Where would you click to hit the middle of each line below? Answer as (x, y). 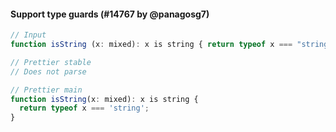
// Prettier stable (51, 62)
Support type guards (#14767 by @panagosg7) (110, 14)
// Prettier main (46, 90)
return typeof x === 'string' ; (84, 108)
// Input (28, 35)
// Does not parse (48, 71)
